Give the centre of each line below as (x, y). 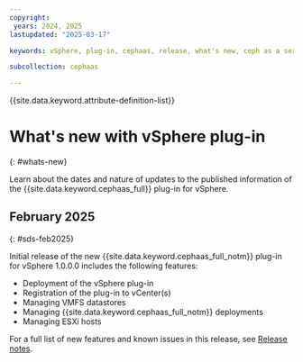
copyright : (30, 18)
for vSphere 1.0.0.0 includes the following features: (104, 266)
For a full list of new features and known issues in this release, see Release (148, 339)
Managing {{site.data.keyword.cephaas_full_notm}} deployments (143, 312)
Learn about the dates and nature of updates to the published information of (151, 179)
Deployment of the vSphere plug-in (88, 283)
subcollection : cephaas (54, 67)
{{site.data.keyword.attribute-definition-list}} (92, 101)
